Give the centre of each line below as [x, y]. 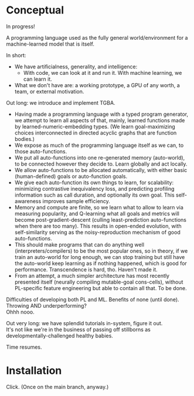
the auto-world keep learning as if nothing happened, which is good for [101, 263]
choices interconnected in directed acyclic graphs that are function [96, 133]
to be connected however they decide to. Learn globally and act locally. [101, 164]
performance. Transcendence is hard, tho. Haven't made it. [86, 269]
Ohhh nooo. [20, 312]
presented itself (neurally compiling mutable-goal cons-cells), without [99, 282]
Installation [34, 371]
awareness [28, 201]
